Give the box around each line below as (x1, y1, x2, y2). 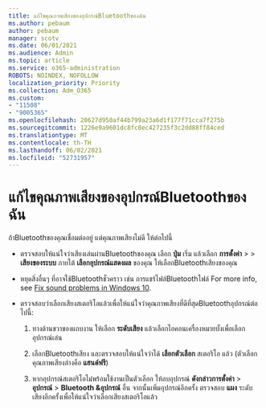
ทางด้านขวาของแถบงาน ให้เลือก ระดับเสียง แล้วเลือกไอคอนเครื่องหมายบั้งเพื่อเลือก (31, 324, 246, 333)
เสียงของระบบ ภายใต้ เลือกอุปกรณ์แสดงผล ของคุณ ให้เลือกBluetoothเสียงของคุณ (19, 258, 238, 267)
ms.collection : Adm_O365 (8, 86, 92, 95)
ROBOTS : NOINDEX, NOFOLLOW (8, 71, 99, 80)
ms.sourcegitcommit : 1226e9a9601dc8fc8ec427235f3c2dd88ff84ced (8, 124, 225, 132)
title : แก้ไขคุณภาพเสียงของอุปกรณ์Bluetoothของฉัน (8, 11, 146, 20)
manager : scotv (8, 34, 59, 43)
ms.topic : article (8, 57, 70, 65)
